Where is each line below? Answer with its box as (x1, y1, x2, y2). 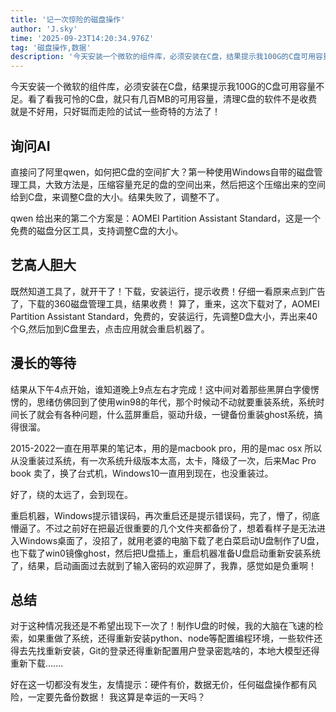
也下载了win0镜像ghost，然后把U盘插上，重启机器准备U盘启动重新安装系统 (10, 547, 322, 559)
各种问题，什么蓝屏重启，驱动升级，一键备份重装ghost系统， (62, 408, 315, 420)
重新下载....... (10, 657, 64, 670)
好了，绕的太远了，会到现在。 (10, 488, 133, 500)
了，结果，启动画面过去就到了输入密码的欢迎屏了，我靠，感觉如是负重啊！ (10, 559, 317, 571)
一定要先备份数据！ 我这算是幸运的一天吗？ (27, 691, 206, 703)
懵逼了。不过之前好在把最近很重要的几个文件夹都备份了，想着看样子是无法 (10, 522, 317, 534)
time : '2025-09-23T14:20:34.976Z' (10, 33, 155, 43)
